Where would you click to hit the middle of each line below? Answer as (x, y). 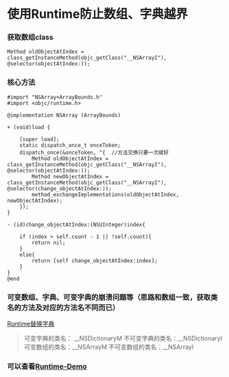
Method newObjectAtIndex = (70, 176)
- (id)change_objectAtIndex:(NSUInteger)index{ (76, 225)
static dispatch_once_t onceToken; (70, 145)
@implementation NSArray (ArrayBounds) (64, 115)
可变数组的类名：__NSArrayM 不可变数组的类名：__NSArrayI (109, 347)
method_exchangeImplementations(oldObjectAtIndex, (106, 194)
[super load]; (39, 139)
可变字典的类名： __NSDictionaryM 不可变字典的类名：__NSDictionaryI (123, 339)
